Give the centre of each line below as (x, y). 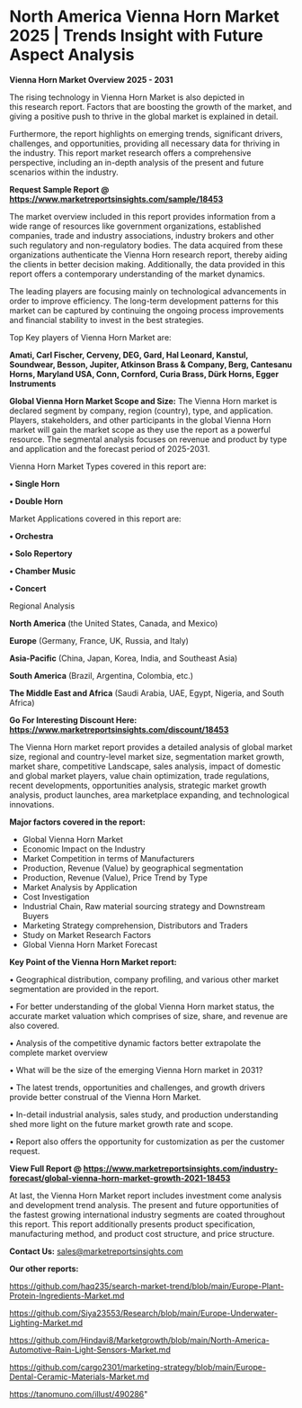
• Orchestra (31, 536)
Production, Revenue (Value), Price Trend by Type (115, 877)
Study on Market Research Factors (86, 934)
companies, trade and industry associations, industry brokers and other (142, 235)
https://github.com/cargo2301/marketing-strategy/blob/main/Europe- (138, 1367)
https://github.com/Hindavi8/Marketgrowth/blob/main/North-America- (139, 1340)
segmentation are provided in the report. (84, 988)
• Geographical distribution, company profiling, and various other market (144, 979)
